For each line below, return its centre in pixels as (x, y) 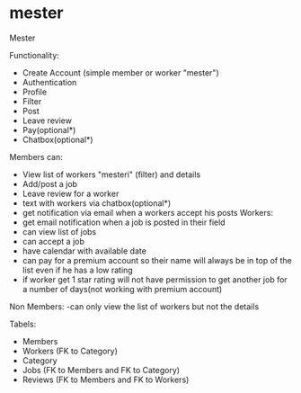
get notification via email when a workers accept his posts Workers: (148, 212)
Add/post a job (50, 183)
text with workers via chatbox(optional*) (97, 203)
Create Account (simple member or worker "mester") (120, 72)
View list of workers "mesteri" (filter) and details (111, 174)
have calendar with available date (84, 251)
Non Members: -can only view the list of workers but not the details (134, 306)
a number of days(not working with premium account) (122, 289)
